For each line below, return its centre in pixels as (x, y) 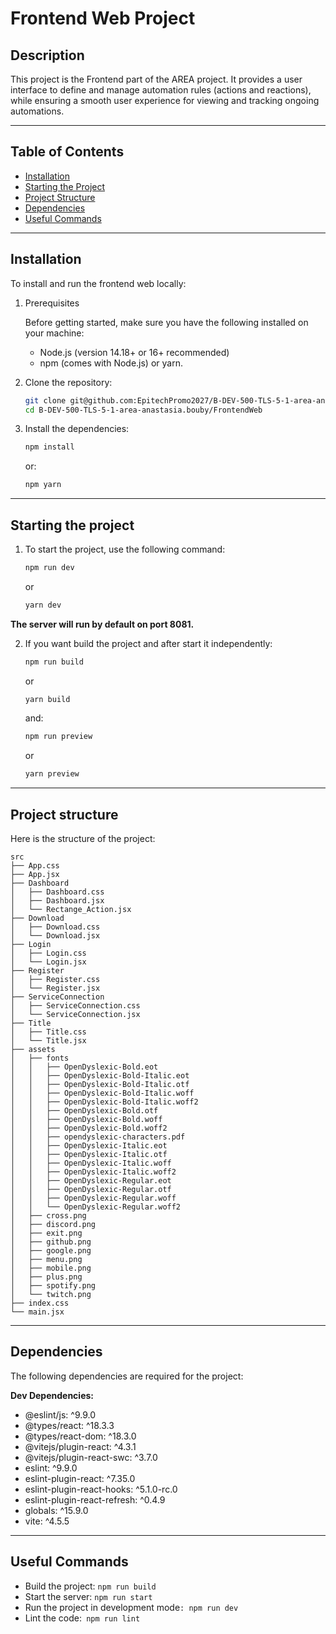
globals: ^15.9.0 (56, 1510)
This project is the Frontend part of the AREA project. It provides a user (156, 79)
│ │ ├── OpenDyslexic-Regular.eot (91, 1181)
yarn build (47, 699)
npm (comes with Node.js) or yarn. (111, 363)
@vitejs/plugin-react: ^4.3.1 (80, 1446)
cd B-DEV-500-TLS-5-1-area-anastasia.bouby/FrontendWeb (143, 410)
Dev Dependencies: (52, 1395)
